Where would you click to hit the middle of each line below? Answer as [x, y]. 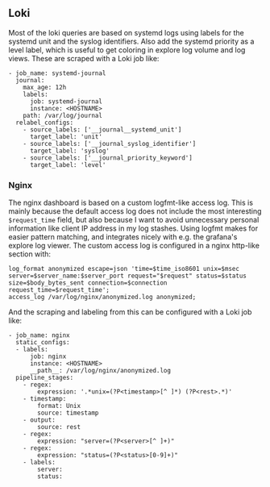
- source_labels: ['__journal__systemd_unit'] [102, 129]
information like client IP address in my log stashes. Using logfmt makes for [133, 228]
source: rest [59, 427]
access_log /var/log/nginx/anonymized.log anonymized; [102, 298]
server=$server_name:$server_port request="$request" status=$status [128, 276]
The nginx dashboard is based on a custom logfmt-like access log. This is [131, 203]
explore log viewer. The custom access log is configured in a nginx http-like [134, 246]
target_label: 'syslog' [70, 151]
